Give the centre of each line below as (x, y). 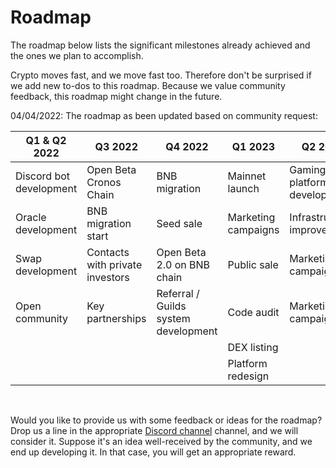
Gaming (308, 169)
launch (243, 188)
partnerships (116, 318)
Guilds (171, 306)
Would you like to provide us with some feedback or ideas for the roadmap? (166, 420)
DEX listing (253, 347)
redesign (248, 376)
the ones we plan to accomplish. (77, 55)
